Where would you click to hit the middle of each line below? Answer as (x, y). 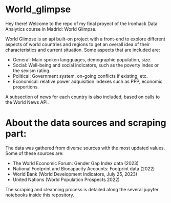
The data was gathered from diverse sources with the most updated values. (85, 148)
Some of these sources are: (35, 153)
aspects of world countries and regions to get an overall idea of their (78, 44)
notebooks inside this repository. (40, 195)
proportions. (26, 87)
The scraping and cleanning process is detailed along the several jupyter (82, 189)
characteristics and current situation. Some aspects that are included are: (83, 50)
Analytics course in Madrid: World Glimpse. (51, 29)
